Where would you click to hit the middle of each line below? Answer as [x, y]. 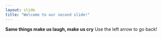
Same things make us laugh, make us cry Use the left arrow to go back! [81, 29]
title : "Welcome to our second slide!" [48, 15]
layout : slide [20, 10]
